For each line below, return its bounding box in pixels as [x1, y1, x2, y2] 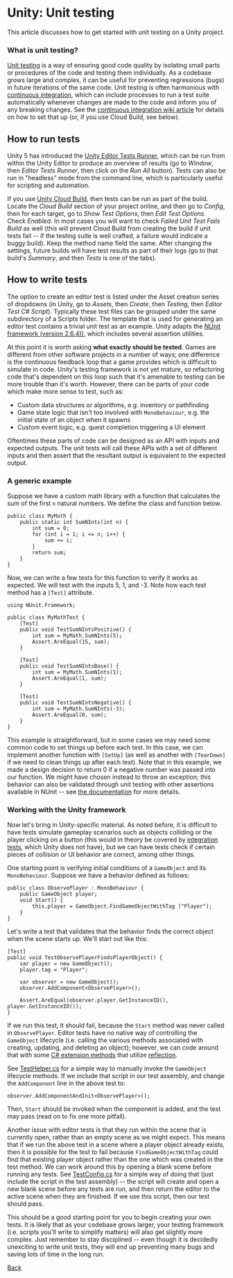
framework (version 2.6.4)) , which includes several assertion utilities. [7, 329, 205, 338]
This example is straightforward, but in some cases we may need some [7, 736, 210, 744]
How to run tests [7, 133, 80, 145]
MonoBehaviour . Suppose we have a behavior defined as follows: [7, 871, 190, 880]
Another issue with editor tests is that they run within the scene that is [7, 1126, 207, 1134]
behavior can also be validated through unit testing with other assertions [7, 780, 214, 789]
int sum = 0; [32, 525, 70, 532]
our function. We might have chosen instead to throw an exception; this [7, 773, 212, 781]
